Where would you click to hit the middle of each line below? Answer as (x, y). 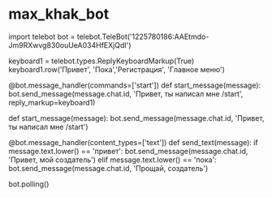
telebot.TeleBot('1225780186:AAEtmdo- (143, 36)
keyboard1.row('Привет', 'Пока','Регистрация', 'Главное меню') (117, 69)
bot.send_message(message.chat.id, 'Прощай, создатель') (108, 168)
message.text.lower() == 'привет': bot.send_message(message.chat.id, (128, 151)
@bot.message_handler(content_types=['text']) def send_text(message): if (133, 142)
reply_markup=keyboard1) (52, 102)
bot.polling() (29, 184)
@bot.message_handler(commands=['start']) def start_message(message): (135, 85)
